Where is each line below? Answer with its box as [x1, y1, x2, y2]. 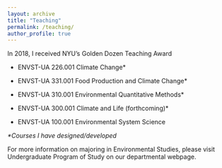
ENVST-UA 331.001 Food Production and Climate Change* [17, 77, 188, 85]
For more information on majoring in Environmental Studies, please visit [7, 145, 216, 154]
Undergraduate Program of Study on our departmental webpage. [7, 152, 197, 161]
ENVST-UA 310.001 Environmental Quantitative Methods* [17, 90, 185, 99]
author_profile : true [7, 30, 71, 37]
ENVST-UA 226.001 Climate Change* [17, 63, 126, 71]
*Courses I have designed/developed [7, 131, 117, 140]
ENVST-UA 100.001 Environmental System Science [17, 118, 166, 126]
